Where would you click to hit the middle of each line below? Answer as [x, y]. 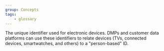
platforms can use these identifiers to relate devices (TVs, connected [76, 38]
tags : [11, 14]
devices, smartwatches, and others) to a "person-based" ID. [67, 44]
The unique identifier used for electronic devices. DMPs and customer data [82, 33]
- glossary [25, 19]
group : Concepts [22, 10]
